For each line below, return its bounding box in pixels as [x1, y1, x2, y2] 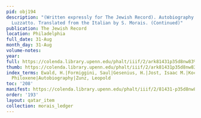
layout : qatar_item [6, 97, 55, 103]
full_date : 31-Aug [6, 36, 52, 42]
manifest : [6, 86, 31, 92]
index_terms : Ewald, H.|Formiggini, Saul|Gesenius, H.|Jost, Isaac [6, 70, 178, 76]
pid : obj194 [6, 8, 36, 15]
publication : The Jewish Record [6, 25, 87, 32]
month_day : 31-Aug [6, 42, 52, 48]
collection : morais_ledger [6, 103, 74, 109]
